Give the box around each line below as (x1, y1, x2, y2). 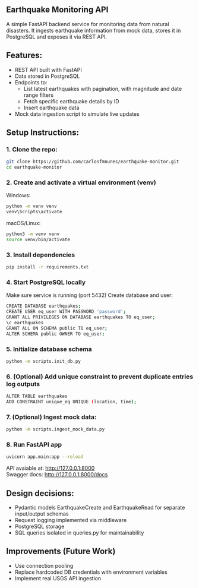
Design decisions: (6, 488, 74, 498)
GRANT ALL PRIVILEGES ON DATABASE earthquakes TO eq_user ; (6, 314, 156, 320)
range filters (23, 91, 54, 99)
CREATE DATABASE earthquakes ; (6, 303, 81, 309)
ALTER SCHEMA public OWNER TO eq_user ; (6, 331, 105, 337)
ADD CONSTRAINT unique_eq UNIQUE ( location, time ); (6, 399, 137, 404)
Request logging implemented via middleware (14, 516, 127, 523)
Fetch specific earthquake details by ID (23, 97, 120, 105)
